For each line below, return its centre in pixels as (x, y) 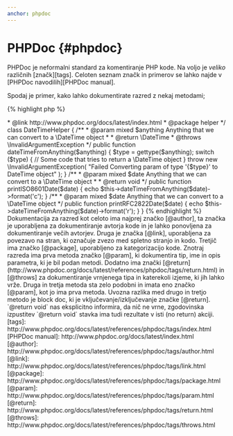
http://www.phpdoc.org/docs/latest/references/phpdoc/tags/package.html (114, 380)
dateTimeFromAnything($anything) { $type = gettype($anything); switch (111, 152)
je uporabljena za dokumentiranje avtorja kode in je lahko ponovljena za (110, 226)
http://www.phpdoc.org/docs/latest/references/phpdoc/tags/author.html (111, 351)
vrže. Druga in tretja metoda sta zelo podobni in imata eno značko (101, 285)
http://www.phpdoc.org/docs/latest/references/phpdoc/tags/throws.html (111, 425)
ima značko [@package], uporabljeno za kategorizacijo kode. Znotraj (106, 248)
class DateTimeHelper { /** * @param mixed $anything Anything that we (111, 130)
